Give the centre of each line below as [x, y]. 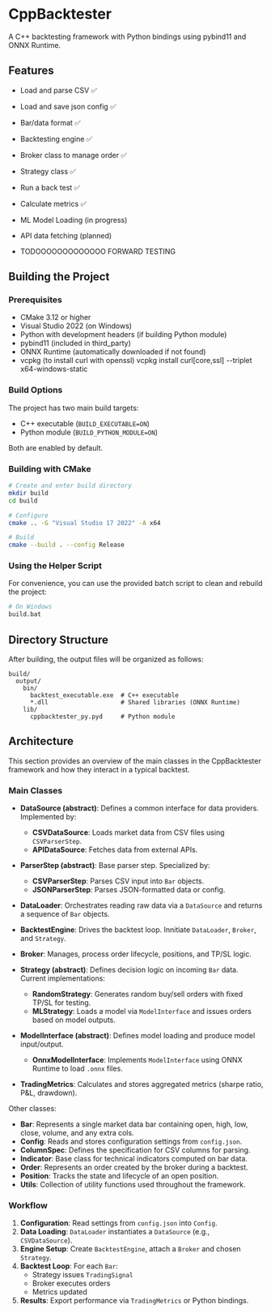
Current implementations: [62, 978]
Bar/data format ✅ [50, 122]
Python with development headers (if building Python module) [123, 335]
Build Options [36, 390]
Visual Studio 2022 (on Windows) [76, 326]
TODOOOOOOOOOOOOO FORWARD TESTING [98, 251]
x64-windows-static [54, 369]
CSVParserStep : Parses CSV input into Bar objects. [118, 881]
